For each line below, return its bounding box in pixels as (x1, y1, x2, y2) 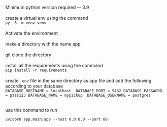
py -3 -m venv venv (5, 20, 47, 25)
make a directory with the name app (5, 41, 81, 47)
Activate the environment (5, 30, 58, 36)
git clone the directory (5, 52, 52, 58)
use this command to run (5, 107, 57, 113)
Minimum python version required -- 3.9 (5, 5, 89, 10)
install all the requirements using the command (5, 63, 103, 68)
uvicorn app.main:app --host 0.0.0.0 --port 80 (5, 117, 108, 122)
